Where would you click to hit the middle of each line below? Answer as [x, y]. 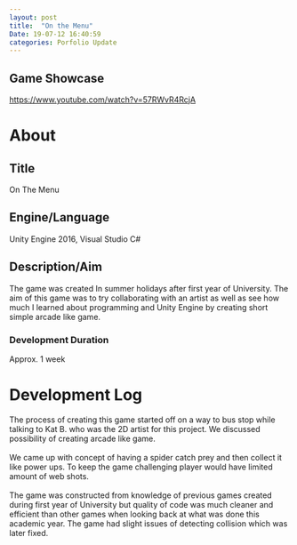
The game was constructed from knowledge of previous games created [141, 495]
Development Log [76, 395]
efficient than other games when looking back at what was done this [134, 514]
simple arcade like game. [55, 317]
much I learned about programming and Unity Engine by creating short [139, 307]
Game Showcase [57, 78]
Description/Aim [56, 267]
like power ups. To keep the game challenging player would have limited [141, 467]
